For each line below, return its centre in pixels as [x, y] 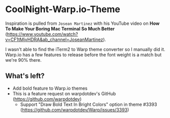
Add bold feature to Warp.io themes [50, 88]
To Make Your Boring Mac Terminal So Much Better [60, 28]
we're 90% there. [23, 60]
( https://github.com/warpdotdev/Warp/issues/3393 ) [75, 109]
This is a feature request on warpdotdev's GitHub [64, 93]
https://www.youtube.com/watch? [42, 34]
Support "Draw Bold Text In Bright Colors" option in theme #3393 [89, 104]
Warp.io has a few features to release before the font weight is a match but [83, 55]
